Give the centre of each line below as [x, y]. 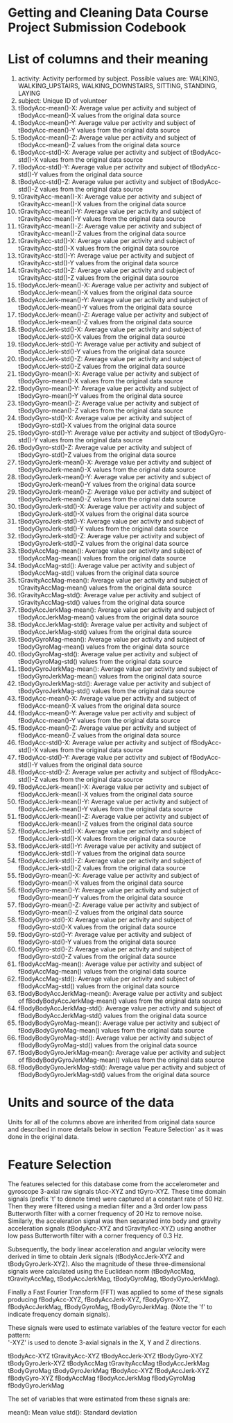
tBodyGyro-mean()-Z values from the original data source [101, 410]
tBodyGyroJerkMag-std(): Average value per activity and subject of [114, 684]
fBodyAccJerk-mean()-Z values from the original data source [105, 824]
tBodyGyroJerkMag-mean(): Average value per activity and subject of [118, 669]
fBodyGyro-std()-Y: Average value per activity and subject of [105, 935]
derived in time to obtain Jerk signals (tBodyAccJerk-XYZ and [96, 1256]
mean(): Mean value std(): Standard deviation [72, 1412]
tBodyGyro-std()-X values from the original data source [97, 426]
